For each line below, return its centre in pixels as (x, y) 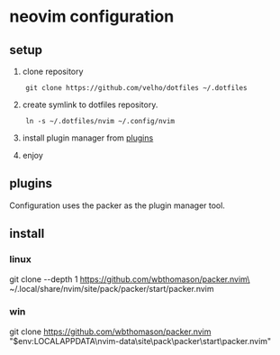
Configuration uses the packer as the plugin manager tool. (117, 205)
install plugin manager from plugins (88, 138)
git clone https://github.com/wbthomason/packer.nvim (110, 332)
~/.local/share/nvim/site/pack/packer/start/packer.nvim (112, 288)
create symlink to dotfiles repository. (90, 105)
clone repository (53, 71)
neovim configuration (92, 17)
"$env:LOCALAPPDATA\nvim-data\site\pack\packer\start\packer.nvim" (140, 341)
